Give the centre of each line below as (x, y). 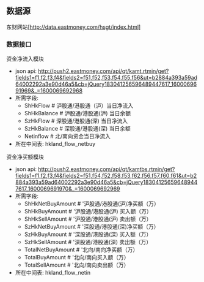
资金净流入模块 (25, 59)
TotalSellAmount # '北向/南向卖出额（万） (77, 265)
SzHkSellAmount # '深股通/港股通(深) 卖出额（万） (88, 242)
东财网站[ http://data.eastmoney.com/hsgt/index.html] (74, 27)
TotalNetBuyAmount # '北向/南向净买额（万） (81, 250)
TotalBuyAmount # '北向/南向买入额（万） (77, 257)
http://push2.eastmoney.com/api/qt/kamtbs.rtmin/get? (106, 169)
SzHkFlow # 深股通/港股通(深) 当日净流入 (76, 121)
